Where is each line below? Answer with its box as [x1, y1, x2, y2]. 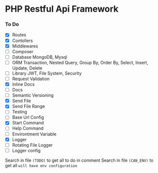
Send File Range [12, 104, 45, 109]
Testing [12, 109, 28, 115]
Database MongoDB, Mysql [12, 54, 67, 60]
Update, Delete [12, 65, 43, 71]
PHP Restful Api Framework [5, 3, 119, 15]
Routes [12, 32, 27, 38]
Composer [12, 48, 34, 54]
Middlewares [12, 43, 38, 49]
